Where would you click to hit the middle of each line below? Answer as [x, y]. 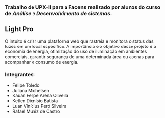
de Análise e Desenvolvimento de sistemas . [59, 13]
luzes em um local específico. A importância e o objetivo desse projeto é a [81, 46]
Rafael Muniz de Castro [36, 111]
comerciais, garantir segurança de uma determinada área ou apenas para [80, 57]
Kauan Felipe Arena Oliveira [40, 96]
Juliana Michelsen [31, 91]
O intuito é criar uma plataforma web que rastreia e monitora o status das [79, 41]
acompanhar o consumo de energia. [42, 62]
